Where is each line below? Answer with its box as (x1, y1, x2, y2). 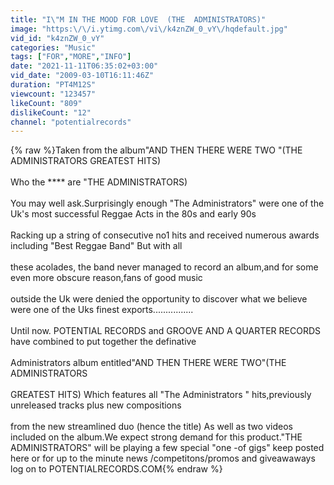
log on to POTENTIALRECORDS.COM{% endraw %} (10, 463, 223, 475)
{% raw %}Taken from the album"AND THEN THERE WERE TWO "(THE (10, 144, 303, 156)
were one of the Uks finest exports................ (10, 304, 194, 316)
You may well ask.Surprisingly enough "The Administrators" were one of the (10, 197, 325, 210)
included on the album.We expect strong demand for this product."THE (10, 431, 303, 443)
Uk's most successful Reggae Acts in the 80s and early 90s (10, 208, 257, 220)
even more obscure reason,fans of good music (10, 272, 203, 284)
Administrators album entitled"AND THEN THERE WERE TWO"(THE (10, 357, 287, 369)
